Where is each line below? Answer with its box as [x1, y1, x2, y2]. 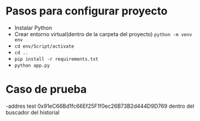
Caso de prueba [5, 82, 87, 96]
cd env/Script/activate [14, 43, 75, 49]
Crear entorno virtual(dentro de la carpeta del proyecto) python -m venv [14, 30, 192, 37]
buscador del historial [5, 108, 60, 116]
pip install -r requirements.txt [14, 56, 99, 62]
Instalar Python [14, 24, 52, 31]
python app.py [14, 62, 50, 69]
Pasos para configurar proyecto [5, 4, 168, 18]
